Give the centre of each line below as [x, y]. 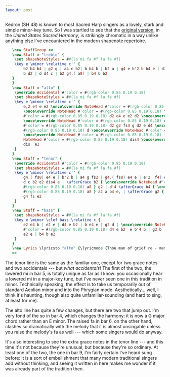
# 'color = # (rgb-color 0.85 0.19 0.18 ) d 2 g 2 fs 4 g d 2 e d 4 [88, 125]
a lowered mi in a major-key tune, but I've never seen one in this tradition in [83, 279]
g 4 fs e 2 [33, 196]
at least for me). [22, 301]
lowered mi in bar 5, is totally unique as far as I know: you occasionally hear [84, 274]
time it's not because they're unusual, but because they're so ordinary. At [82, 347]
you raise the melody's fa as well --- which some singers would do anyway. [84, 332]
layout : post [19, 10]
